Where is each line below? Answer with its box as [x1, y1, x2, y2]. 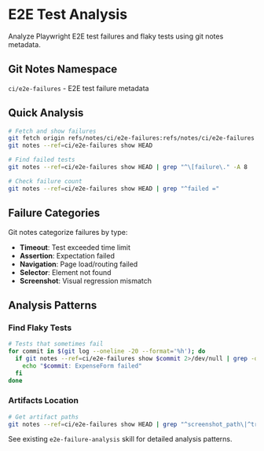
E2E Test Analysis [8, 5, 128, 24]
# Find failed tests [8, 156, 76, 164]
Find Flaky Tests [8, 322, 72, 333]
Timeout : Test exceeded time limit [19, 242, 131, 252]
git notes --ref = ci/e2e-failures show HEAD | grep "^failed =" [8, 185, 220, 192]
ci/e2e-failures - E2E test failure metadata [8, 83, 149, 93]
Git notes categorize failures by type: [8, 227, 128, 236]
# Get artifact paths [8, 412, 79, 421]
